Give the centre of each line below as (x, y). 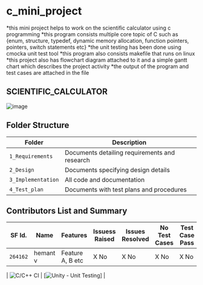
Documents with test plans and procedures (126, 190)
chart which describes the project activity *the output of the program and (98, 66)
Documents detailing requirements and (120, 152)
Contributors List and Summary (67, 210)
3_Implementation (34, 180)
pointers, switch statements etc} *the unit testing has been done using (94, 47)
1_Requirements (31, 156)
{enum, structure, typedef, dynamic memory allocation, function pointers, (98, 40)
